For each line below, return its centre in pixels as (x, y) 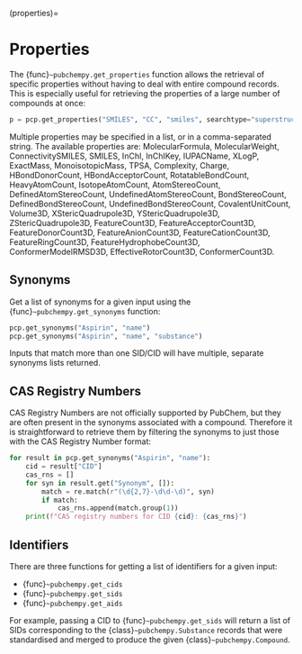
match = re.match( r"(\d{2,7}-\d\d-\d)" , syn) (129, 491)
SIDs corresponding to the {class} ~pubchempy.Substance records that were (146, 630)
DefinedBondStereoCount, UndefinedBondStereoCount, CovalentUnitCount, (150, 204)
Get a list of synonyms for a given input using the (100, 302)
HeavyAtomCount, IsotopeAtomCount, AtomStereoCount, (115, 185)
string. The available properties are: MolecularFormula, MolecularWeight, (145, 146)
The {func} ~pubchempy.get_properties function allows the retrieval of (137, 74)
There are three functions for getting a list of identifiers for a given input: (143, 566)
